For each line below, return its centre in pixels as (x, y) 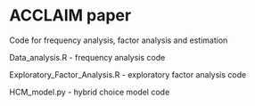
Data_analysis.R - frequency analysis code (87, 57)
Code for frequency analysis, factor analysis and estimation (119, 40)
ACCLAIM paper (70, 16)
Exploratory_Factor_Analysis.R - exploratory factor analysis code (128, 74)
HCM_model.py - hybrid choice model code (90, 92)
